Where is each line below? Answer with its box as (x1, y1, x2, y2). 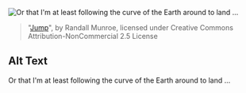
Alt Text (8, 54, 48, 68)
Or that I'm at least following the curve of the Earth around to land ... (8, 76, 231, 85)
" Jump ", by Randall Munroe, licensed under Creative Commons (27, 23, 234, 32)
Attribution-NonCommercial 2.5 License (27, 32, 159, 41)
